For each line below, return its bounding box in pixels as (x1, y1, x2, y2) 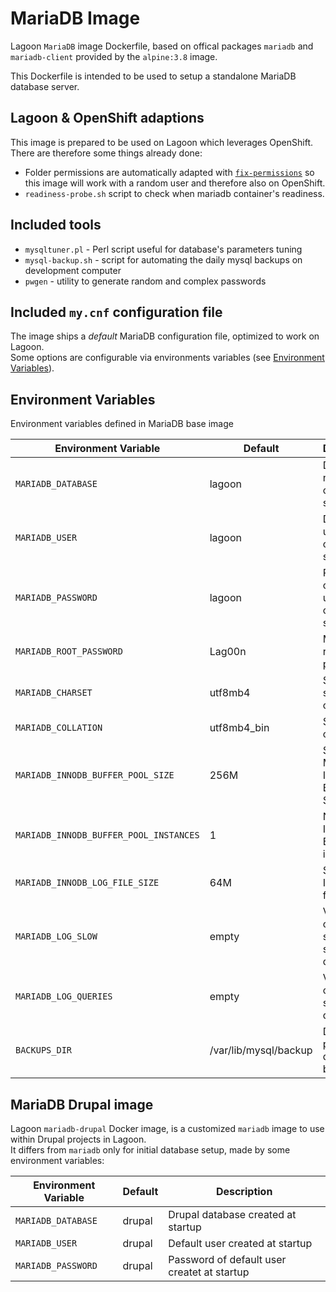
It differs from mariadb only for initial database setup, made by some (10, 1144, 291, 1156)
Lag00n (209, 645, 247, 659)
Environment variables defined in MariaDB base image (10, 418, 234, 430)
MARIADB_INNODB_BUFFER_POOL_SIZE (15, 770, 175, 781)
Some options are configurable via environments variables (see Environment (10, 352, 325, 364)
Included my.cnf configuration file (10, 303, 223, 321)
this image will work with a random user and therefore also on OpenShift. (24, 177, 326, 189)
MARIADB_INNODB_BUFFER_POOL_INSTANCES (15, 830, 200, 841)
